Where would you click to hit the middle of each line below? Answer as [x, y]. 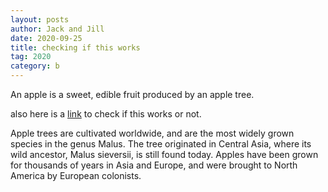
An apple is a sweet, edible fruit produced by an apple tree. [132, 94]
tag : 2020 [31, 57]
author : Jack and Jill [57, 29]
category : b [35, 66]
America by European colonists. [76, 175]
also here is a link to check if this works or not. [106, 114]
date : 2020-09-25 [46, 38]
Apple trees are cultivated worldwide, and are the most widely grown [152, 133]
